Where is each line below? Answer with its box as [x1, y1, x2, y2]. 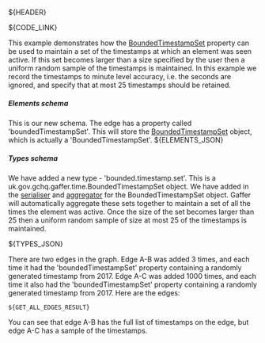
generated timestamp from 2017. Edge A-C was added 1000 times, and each [8, 271, 257, 280]
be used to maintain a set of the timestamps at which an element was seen [8, 47, 252, 55]
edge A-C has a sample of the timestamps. [8, 326, 148, 335]
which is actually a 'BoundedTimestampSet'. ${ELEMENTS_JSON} [8, 135, 224, 144]
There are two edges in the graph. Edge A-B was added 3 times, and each [8, 254, 250, 264]
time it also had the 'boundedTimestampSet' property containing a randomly [8, 280, 257, 289]
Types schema [8, 153, 58, 162]
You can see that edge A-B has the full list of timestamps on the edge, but [8, 317, 249, 326]
